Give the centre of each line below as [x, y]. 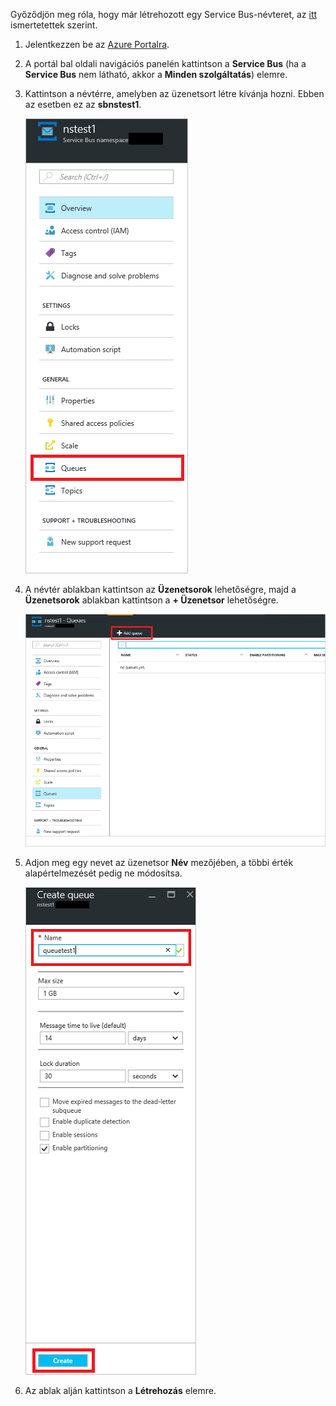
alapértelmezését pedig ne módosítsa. [103, 873]
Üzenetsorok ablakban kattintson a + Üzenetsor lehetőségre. [151, 600]
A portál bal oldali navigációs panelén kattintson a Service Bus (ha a [165, 63]
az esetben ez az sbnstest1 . [83, 104]
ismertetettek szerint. [54, 25]
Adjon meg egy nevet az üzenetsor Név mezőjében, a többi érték [159, 862]
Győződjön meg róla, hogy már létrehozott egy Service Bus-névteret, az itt [164, 14]
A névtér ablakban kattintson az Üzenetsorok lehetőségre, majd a [160, 589]
